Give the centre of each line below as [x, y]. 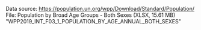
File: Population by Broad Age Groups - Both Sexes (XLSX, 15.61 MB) [91, 15]
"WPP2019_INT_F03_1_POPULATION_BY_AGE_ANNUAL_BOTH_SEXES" [93, 21]
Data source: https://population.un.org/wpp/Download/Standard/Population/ [100, 9]
